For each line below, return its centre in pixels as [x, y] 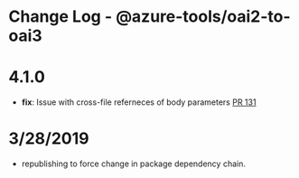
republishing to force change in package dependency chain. [133, 164]
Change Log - [61, 17]
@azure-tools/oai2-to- [203, 17]
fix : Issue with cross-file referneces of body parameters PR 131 [139, 102]
